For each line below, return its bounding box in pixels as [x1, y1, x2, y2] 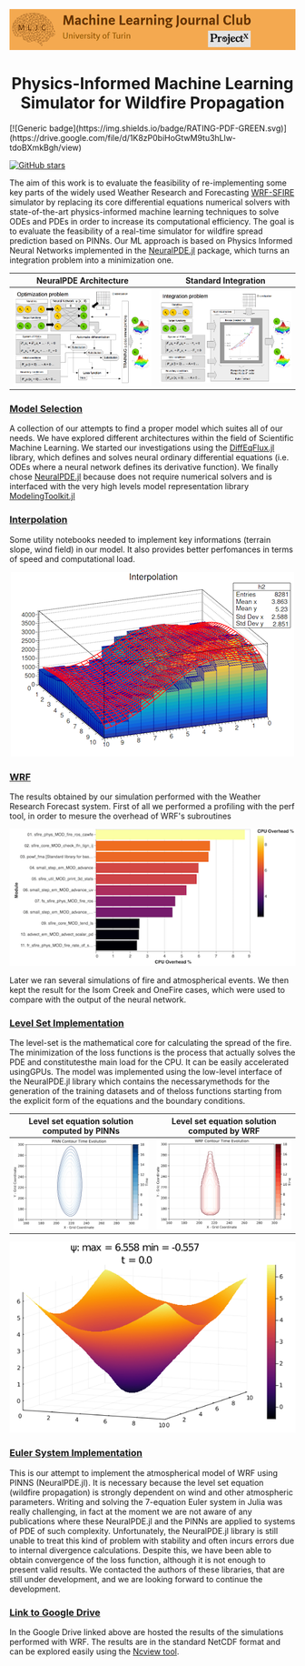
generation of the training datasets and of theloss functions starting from [9, 1086, 282, 1097]
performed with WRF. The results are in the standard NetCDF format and [9, 1637, 281, 1648]
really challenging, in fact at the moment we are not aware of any [9, 1506, 252, 1517]
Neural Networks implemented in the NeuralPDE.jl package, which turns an [9, 246, 290, 256]
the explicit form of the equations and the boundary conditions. [9, 1096, 246, 1107]
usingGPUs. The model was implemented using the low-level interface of [9, 1067, 283, 1078]
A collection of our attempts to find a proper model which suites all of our [9, 423, 283, 434]
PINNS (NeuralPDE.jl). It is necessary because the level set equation [9, 1477, 264, 1488]
